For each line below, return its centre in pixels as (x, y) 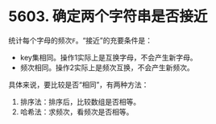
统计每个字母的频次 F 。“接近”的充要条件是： (81, 40)
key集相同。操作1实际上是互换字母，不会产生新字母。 (108, 57)
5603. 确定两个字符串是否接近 (108, 17)
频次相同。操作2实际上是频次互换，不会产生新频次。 (107, 67)
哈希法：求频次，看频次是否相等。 (77, 112)
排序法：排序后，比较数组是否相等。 (80, 101)
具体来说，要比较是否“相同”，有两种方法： (79, 85)
